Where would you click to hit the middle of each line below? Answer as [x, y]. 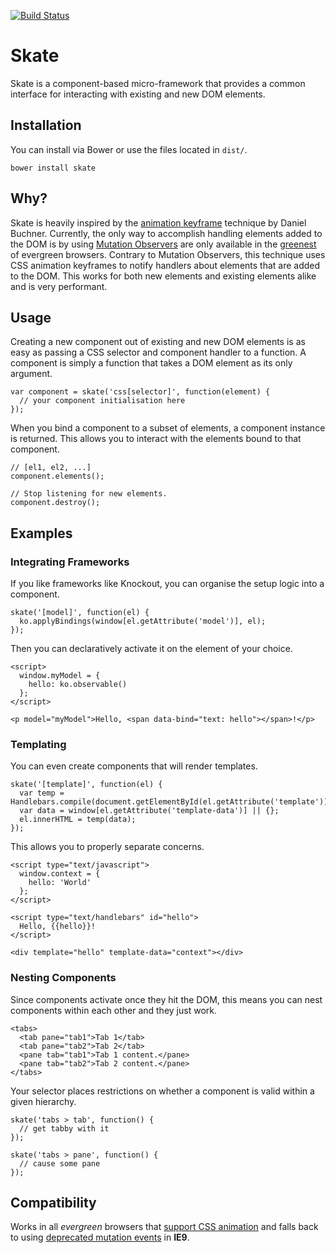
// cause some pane [60, 1163]
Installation [46, 125]
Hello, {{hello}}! [58, 926]
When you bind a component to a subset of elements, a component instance [168, 428]
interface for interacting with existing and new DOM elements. [138, 94]
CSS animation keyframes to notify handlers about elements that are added [165, 265]
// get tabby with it [64, 1128]
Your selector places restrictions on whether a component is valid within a [162, 1091]
